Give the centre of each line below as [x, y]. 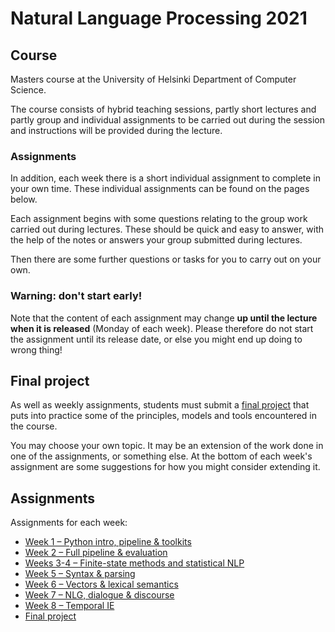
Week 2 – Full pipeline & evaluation [96, 553]
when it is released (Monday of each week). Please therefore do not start [162, 328]
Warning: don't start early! [76, 296]
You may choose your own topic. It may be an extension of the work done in [167, 446]
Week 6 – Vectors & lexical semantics [101, 584]
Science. [28, 90]
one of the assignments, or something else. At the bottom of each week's [161, 456]
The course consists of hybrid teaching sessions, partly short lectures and [163, 109]
